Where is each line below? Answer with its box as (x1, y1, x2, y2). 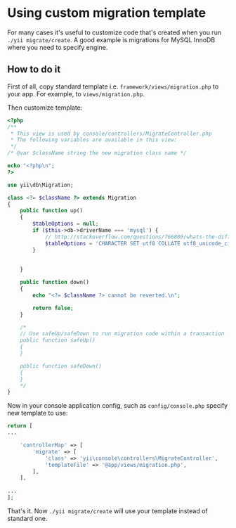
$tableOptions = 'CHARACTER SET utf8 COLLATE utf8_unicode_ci (44, 240, 231, 247)
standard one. (7, 514, 48, 522)
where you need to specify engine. (7, 43, 108, 51)
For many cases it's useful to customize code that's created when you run (7, 28, 222, 37)
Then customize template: (7, 103, 83, 112)
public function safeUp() (20, 337, 96, 344)
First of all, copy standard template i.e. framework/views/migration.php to (7, 82, 219, 91)
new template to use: (7, 409, 68, 418)
